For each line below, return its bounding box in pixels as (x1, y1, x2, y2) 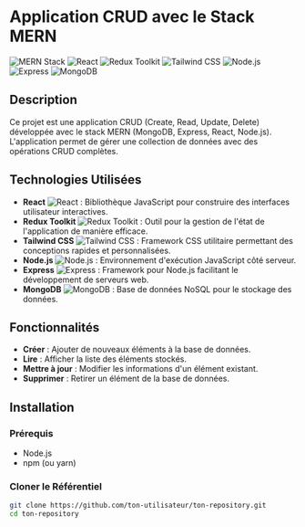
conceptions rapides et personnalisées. (22, 245, 171, 256)
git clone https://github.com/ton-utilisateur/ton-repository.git (9, 501, 267, 511)
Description (9, 92, 77, 108)
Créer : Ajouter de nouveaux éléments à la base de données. (22, 344, 251, 355)
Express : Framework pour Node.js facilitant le (22, 264, 239, 275)
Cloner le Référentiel (9, 480, 103, 492)
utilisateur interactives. (22, 206, 108, 216)
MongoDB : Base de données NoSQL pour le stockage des (22, 283, 292, 294)
